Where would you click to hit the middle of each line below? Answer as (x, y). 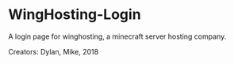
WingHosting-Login (75, 15)
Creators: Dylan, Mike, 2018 (54, 51)
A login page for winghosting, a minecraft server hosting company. (117, 36)
